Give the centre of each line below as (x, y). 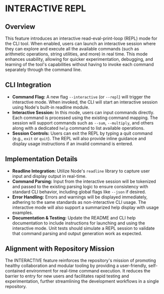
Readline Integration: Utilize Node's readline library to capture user (81, 171)
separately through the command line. (44, 70)
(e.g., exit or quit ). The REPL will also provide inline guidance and (79, 138)
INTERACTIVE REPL (46, 9)
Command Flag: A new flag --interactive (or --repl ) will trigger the (81, 97)
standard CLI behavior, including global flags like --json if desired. (79, 192)
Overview (20, 27)
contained (15, 271)
